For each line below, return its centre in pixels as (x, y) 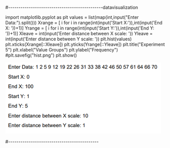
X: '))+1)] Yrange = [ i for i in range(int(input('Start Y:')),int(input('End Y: (80, 28)
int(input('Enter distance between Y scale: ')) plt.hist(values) (68, 39)
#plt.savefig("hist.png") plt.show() (41, 55)
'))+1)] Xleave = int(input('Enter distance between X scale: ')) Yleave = (79, 33)
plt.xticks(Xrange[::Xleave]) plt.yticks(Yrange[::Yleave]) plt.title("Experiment (85, 44)
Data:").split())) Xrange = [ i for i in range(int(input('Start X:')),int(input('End (84, 23)
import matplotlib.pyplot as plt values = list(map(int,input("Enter (72, 17)
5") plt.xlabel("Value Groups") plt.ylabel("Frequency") (62, 50)
